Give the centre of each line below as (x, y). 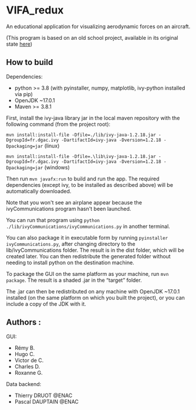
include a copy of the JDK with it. (46, 304)
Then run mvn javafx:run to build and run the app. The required (83, 179)
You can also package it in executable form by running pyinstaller (87, 237)
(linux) (52, 146)
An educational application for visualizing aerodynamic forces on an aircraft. (98, 26)
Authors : (23, 322)
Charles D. (27, 366)
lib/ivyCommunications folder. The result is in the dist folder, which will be (95, 250)
